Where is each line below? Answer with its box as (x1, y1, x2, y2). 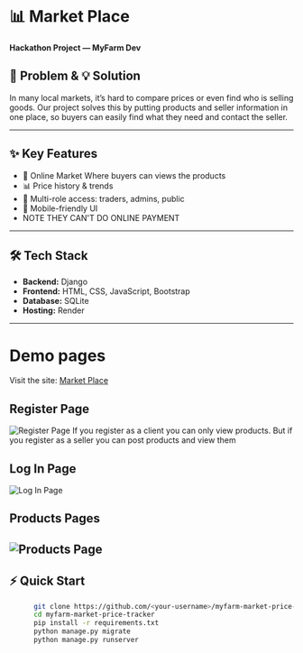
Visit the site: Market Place (9, 375, 109, 386)
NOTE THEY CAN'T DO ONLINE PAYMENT (22, 212, 180, 223)
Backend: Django (22, 276, 88, 288)
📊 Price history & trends (22, 180, 114, 191)
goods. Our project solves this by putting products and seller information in (9, 102, 289, 113)
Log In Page (9, 461, 77, 476)
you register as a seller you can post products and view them (9, 435, 236, 446)
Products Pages (9, 510, 101, 527)
